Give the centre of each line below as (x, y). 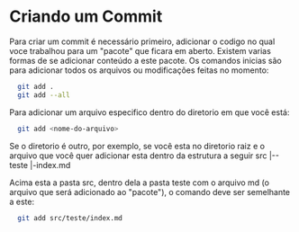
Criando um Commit (86, 17)
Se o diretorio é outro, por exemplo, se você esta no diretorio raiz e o (137, 146)
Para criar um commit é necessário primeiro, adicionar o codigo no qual (142, 41)
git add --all (44, 95)
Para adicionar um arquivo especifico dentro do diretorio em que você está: (149, 112)
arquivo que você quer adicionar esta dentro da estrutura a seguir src (138, 156)
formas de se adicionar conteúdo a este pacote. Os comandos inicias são (145, 60)
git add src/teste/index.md (70, 218)
